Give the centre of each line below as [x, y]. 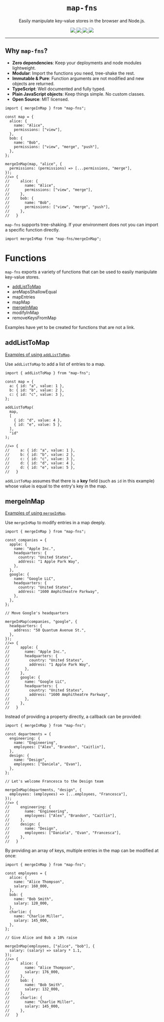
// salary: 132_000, [32, 989]
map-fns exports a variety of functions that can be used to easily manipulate [81, 272]
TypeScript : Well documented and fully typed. [59, 89]
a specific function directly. [32, 230]
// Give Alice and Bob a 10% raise [41, 938]
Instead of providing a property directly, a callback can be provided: [73, 716]
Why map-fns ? [26, 51]
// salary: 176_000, [32, 972]
